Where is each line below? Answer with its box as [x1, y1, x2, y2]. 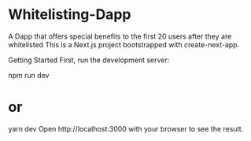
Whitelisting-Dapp [8, 6, 131, 24]
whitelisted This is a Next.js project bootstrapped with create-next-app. [8, 39, 240, 49]
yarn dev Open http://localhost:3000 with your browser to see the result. [8, 124, 244, 133]
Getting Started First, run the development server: [8, 55, 170, 65]
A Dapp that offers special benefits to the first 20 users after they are [8, 32, 232, 41]
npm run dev [8, 70, 50, 80]
